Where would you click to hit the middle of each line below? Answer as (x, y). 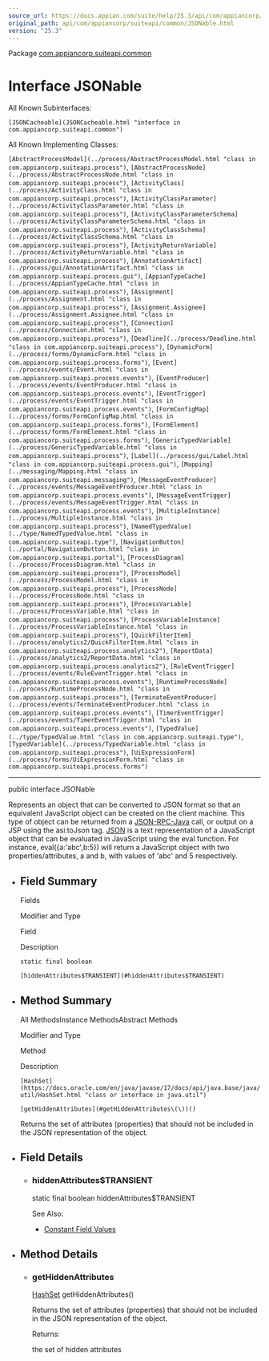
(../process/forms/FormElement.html (69, 432)
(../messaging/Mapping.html (55, 472)
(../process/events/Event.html (60, 370)
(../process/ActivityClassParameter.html (78, 206)
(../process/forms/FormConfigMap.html (73, 417)
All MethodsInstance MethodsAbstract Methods (99, 1019)
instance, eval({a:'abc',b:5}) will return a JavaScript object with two (119, 848)
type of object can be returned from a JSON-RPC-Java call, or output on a (131, 822)
